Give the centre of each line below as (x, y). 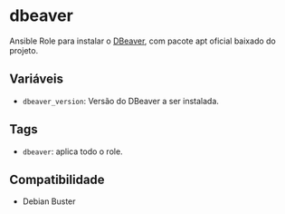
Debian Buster (49, 201)
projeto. (24, 50)
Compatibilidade (57, 179)
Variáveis (36, 79)
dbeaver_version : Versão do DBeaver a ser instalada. (121, 101)
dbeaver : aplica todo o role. (73, 151)
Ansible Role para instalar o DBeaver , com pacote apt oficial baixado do (142, 41)
